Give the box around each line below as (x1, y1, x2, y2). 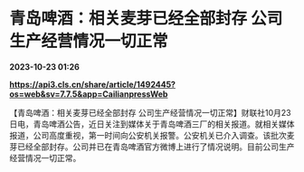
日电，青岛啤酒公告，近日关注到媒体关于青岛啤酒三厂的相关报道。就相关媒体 (9, 119, 295, 129)
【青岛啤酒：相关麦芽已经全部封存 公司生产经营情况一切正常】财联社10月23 (9, 107, 291, 118)
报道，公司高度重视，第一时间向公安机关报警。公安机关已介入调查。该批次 (9, 129, 287, 140)
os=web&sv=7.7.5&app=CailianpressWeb (9, 88, 168, 100)
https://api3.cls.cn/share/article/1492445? (9, 79, 176, 90)
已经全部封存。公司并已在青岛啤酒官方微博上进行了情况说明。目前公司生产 (16, 141, 295, 152)
